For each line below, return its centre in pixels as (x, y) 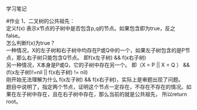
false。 (15, 36)
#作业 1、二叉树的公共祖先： (41, 21)
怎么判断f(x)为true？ (31, 43)
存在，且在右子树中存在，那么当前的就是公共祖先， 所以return (112, 94)
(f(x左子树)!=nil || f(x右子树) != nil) (47, 72)
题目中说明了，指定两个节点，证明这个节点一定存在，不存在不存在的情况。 (96, 87)
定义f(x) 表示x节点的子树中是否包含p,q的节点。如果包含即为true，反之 (91, 28)
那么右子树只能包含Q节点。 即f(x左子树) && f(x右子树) (81, 58)
